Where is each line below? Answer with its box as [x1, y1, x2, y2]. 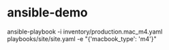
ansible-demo [7, 5, 89, 21]
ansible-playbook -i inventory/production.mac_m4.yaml [7, 27, 163, 36]
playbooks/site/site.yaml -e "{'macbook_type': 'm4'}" [7, 34, 157, 42]
